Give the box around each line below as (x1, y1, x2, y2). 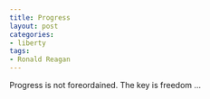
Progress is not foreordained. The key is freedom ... (9, 80, 202, 90)
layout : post (9, 22, 59, 31)
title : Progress (9, 13, 71, 22)
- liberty (9, 38, 47, 48)
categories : (9, 30, 54, 39)
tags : (9, 47, 30, 56)
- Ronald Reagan (9, 55, 71, 64)
